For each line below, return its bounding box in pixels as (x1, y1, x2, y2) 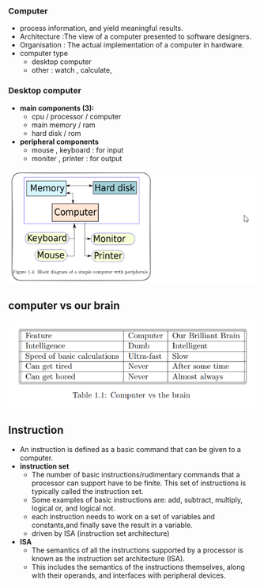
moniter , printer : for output (31, 153, 123, 163)
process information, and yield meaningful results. (19, 24, 183, 33)
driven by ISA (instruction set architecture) (31, 528, 170, 538)
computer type (19, 49, 69, 58)
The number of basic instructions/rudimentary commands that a (31, 469, 240, 479)
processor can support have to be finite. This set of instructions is (31, 478, 247, 488)
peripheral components (19, 137, 99, 146)
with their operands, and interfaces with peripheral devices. (31, 571, 226, 580)
